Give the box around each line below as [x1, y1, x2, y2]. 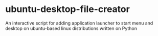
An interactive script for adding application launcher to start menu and [5, 20, 153, 26]
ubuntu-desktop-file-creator [5, 3, 130, 15]
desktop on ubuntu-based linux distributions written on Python [5, 25, 137, 31]
